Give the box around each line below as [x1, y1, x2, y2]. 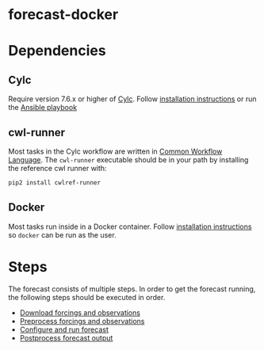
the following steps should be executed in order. [8, 292, 166, 302]
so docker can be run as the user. [8, 230, 117, 239]
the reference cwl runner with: [8, 164, 107, 173]
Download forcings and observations [19, 307, 141, 318]
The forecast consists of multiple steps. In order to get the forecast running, [8, 283, 256, 294]
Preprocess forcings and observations [19, 316, 145, 325]
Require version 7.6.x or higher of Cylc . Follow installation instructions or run [8, 94, 257, 104]
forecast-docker [8, 6, 119, 24]
